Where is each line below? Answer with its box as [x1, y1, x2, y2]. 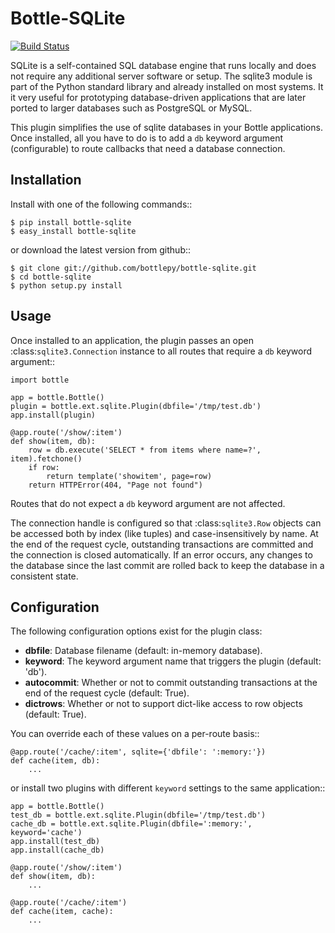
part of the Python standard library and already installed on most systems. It [10, 80, 324, 92]
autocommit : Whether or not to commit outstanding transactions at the [24, 677, 318, 689]
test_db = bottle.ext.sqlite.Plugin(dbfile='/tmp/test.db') [10, 810, 267, 821]
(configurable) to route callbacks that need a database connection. [10, 142, 286, 154]
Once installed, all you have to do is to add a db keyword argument [10, 132, 284, 144]
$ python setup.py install [10, 280, 123, 291]
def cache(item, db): [10, 756, 101, 766]
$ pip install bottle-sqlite [10, 217, 132, 227]
